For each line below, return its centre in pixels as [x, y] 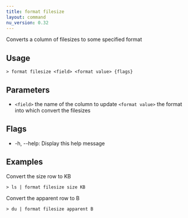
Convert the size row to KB [39, 176]
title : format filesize [35, 12]
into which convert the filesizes [52, 110]
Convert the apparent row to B [43, 198]
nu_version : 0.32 [27, 23]
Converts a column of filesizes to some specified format [74, 40]
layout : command [26, 17]
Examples [24, 162]
